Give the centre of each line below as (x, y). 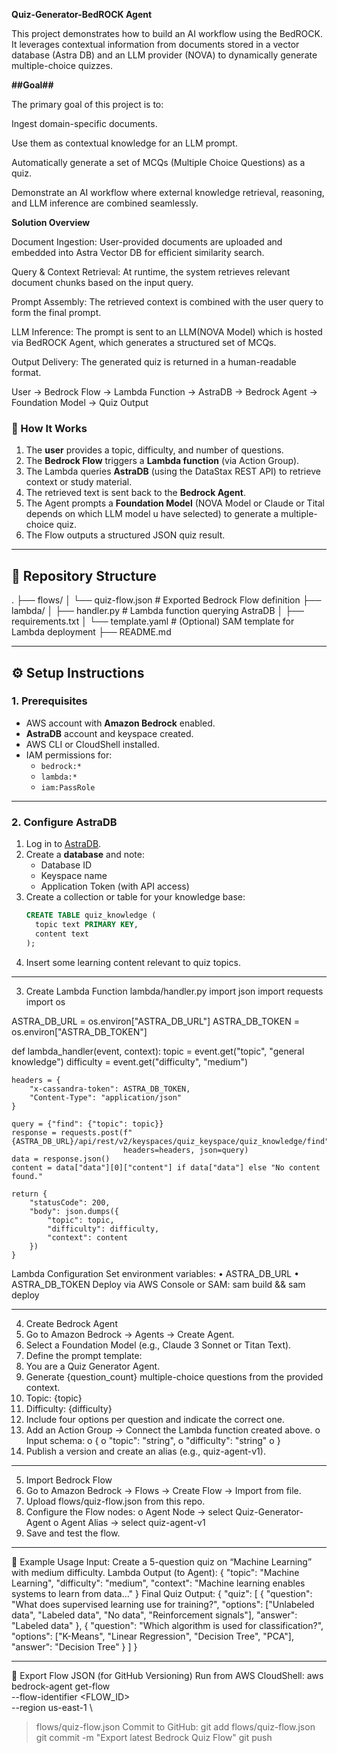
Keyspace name (74, 876)
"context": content (88, 1237)
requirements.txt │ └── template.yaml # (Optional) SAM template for (153, 621)
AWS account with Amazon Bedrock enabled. (120, 723)
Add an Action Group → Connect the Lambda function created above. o (173, 1430)
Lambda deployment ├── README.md (91, 632)
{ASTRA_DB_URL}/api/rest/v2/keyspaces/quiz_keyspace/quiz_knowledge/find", (172, 1141)
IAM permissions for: (69, 755)
